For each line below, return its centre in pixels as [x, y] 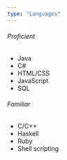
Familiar [19, 104]
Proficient [21, 37]
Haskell [28, 134]
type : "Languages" [34, 14]
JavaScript [33, 80]
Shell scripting [38, 149]
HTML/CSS [33, 73]
